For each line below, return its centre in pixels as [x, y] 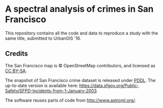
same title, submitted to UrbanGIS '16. [43, 38]
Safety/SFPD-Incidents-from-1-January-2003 [51, 91]
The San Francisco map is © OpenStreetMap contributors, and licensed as [80, 65]
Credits [17, 54]
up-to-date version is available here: [42, 85]
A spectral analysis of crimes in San [79, 9]
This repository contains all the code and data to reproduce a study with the [81, 33]
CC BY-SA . [16, 71]
